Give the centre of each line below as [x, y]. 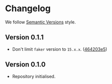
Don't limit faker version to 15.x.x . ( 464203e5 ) [60, 49]
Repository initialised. [34, 76]
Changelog [28, 9]
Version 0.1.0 [25, 65]
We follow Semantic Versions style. [41, 22]
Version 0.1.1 [24, 37]
